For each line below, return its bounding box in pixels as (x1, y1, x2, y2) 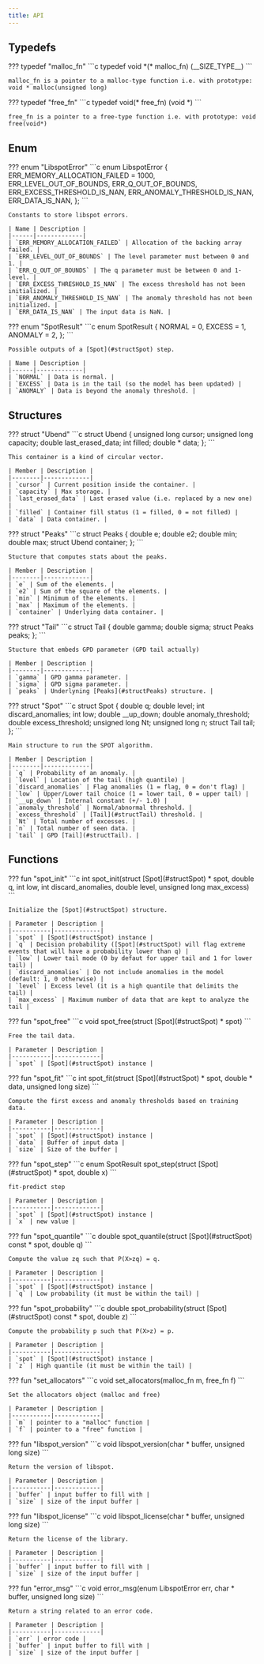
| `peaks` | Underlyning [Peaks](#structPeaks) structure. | (8, 687, 214, 695)
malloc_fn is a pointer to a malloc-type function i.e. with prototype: (8, 77, 253, 85)
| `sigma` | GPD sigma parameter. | (8, 680, 129, 688)
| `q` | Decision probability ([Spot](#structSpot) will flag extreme (8, 940, 246, 948)
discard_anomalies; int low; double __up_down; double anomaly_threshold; (8, 710, 251, 719)
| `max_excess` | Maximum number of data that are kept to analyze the (8, 996, 249, 1003)
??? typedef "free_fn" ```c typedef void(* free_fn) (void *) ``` (8, 98, 202, 107)
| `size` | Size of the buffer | (8, 1145, 119, 1154)
